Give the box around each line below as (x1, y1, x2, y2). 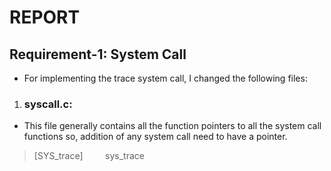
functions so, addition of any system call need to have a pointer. (23, 131, 288, 143)
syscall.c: (23, 97, 73, 111)
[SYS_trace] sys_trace (33, 150, 145, 162)
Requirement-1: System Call (9, 46, 187, 63)
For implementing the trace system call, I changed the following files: (23, 72, 308, 84)
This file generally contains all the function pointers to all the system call (23, 120, 322, 132)
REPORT (9, 6, 81, 29)
